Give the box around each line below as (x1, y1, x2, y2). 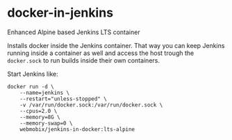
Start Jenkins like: (7, 70, 58, 78)
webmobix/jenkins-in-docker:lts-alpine (19, 125, 135, 133)
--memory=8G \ (19, 114, 60, 120)
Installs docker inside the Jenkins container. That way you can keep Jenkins (7, 41, 225, 49)
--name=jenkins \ (19, 89, 70, 96)
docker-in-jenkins (7, 5, 113, 21)
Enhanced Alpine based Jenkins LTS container (7, 28, 140, 36)
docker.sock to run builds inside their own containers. (7, 56, 160, 64)
